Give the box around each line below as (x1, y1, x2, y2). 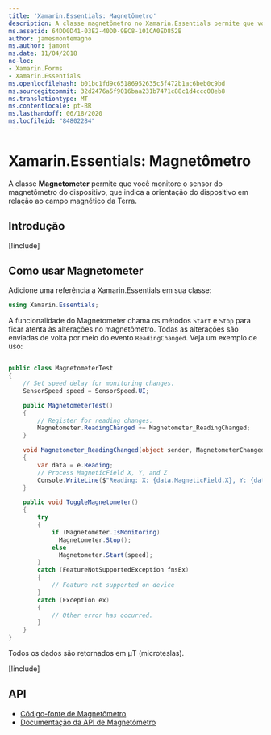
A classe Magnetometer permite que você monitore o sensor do (8, 179, 223, 188)
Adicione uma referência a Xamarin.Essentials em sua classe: (8, 285, 212, 295)
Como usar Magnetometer (8, 264, 144, 278)
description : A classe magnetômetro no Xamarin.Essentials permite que (8, 19, 254, 27)
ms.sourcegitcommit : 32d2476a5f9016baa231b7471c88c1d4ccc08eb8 (8, 87, 226, 95)
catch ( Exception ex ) (37, 596, 110, 604)
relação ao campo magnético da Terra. (8, 196, 137, 205)
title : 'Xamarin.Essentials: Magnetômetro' (8, 11, 157, 20)
